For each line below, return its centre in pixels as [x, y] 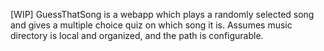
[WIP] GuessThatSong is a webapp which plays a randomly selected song [162, 14]
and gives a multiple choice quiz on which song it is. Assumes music [151, 25]
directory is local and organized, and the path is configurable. [137, 35]
